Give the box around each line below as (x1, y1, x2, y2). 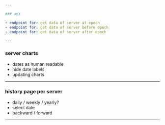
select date (12, 104, 35, 110)
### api (5, 11, 21, 16)
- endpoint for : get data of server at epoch (5, 20, 100, 25)
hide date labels (12, 66, 45, 72)
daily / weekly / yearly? (12, 99, 59, 105)
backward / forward (12, 110, 53, 116)
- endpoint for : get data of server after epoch (5, 29, 107, 34)
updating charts (12, 72, 45, 77)
